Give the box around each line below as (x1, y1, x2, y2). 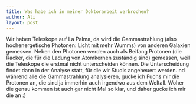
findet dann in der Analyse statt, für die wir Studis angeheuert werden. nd (6, 67, 185, 74)
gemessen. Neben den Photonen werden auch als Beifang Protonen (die (6, 48, 182, 55)
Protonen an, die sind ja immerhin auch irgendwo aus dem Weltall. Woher (6, 79, 184, 86)
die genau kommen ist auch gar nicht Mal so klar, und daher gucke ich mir (6, 86, 186, 93)
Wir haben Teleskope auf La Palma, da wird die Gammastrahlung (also (6, 36, 177, 43)
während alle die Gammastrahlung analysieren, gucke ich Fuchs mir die (6, 73, 180, 80)
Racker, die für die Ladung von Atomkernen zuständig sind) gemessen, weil (6, 54, 190, 62)
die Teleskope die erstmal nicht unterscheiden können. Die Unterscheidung (6, 61, 190, 68)
